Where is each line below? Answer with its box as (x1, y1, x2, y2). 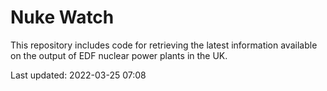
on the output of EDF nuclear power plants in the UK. (10, 49, 228, 61)
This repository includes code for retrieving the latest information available (10, 39, 318, 51)
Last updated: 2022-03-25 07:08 (10, 69, 147, 81)
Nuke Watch (10, 6, 115, 29)
